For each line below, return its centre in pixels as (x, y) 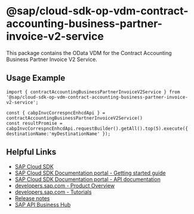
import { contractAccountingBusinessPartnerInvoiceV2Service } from (93, 92)
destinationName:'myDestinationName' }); (58, 134)
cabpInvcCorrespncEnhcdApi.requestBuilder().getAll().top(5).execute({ (97, 129)
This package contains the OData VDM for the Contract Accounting (89, 53)
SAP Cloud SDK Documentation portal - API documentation (88, 179)
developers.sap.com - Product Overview (65, 185)
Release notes (32, 198)
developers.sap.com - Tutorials (53, 192)
